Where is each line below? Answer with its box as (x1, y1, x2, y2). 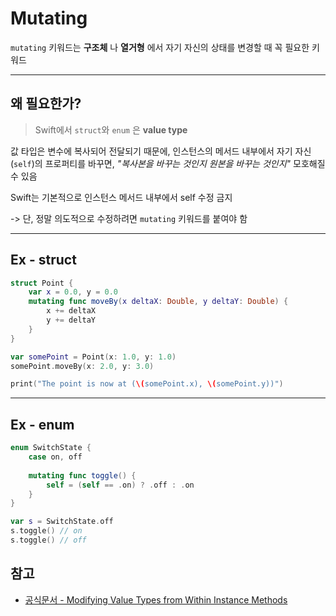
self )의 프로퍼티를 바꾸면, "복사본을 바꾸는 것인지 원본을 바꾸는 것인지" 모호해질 (13, 157, 326, 169)
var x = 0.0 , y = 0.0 (28, 287, 118, 297)
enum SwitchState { (10, 443, 92, 453)
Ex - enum (10, 416, 75, 433)
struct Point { (10, 278, 74, 288)
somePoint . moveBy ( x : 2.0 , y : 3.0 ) (10, 361, 155, 371)
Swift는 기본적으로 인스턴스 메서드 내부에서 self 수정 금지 (10, 191, 233, 203)
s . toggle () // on (10, 526, 83, 536)
